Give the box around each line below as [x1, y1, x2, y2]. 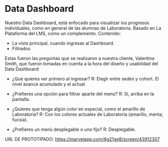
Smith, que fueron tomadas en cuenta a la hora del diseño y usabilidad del [5, 60, 158, 66]
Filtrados [12, 45, 31, 51]
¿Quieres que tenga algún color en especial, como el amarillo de [12, 106, 145, 112]
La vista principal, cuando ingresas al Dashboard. [12, 40, 115, 46]
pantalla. [12, 96, 30, 102]
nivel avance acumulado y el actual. [12, 81, 87, 87]
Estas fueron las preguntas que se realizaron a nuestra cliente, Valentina [5, 55, 154, 61]
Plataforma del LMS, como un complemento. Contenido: [5, 30, 121, 36]
